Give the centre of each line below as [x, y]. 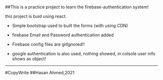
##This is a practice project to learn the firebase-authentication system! [77, 7]
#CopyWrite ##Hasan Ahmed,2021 [40, 73]
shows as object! [29, 59]
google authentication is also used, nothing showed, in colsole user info [84, 53]
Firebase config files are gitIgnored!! [48, 44]
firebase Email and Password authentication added [63, 35]
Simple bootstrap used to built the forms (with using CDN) [70, 26]
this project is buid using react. [36, 16]
